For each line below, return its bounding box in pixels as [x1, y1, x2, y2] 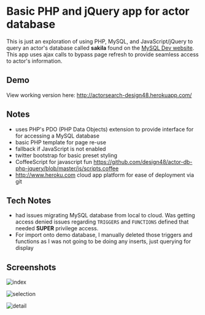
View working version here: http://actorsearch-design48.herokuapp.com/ [6, 91, 192, 99]
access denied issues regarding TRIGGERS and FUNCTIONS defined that [15, 218, 189, 225]
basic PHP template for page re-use [15, 138, 106, 146]
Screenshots [6, 262, 56, 273]
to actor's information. [6, 57, 63, 64]
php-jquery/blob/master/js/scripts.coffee [15, 165, 119, 172]
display [15, 244, 34, 252]
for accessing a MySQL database [15, 132, 100, 139]
